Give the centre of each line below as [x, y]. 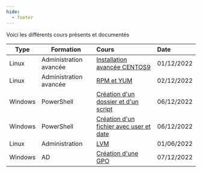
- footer [23, 17]
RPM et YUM [114, 80]
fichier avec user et [124, 126]
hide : [13, 12]
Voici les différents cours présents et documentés [68, 34]
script [104, 109]
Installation [112, 59]
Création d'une [117, 153]
